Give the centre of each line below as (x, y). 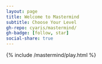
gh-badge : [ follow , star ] (37, 33)
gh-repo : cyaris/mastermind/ (41, 28)
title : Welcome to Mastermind (43, 17)
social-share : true (30, 38)
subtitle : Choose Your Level (41, 22)
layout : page (22, 11)
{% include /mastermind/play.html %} (51, 55)
